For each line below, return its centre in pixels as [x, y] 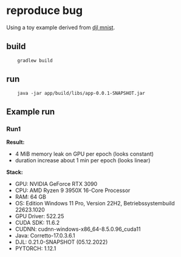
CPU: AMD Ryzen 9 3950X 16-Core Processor [73, 190]
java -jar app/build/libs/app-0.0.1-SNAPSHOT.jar [81, 93]
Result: [15, 142]
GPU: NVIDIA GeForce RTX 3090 [56, 184]
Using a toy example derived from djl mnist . [61, 27]
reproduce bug [45, 11]
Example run [31, 111]
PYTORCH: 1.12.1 [36, 248]
